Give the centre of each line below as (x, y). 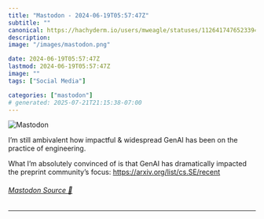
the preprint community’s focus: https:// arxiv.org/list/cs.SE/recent (114, 172)
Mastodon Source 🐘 (40, 190)
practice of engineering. (47, 148)
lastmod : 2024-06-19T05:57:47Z (59, 67)
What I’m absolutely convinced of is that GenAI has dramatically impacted (128, 164)
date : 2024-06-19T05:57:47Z (54, 59)
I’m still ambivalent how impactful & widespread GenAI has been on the (123, 140)
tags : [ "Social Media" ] (47, 81)
